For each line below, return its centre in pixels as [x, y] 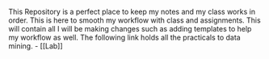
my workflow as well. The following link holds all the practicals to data [124, 37]
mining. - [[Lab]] [36, 46]
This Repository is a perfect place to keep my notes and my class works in [132, 12]
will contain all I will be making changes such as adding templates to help [130, 29]
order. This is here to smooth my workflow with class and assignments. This [134, 20]
